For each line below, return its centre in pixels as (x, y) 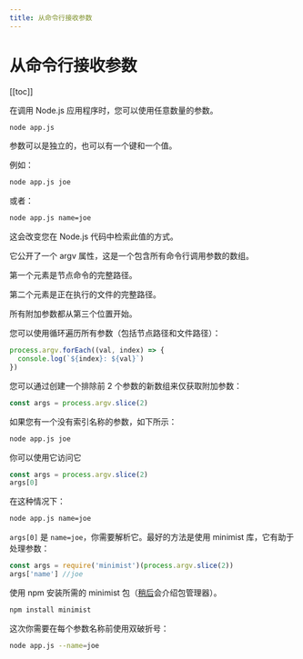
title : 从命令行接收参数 (51, 18)
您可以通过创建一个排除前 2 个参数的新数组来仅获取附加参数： (126, 385)
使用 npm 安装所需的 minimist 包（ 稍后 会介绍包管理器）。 (116, 593)
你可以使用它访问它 (45, 457)
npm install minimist (50, 610)
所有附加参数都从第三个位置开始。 (73, 314)
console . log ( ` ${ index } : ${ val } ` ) (81, 359)
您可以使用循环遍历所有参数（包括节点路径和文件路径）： (115, 334)
